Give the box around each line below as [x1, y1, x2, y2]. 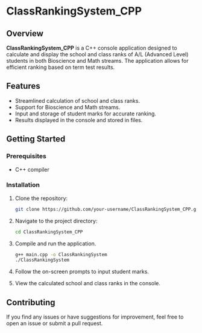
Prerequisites [6, 152, 46, 161]
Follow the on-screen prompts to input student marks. [14, 268, 150, 276]
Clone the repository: [14, 195, 68, 202]
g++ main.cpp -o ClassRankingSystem [14, 251, 107, 257]
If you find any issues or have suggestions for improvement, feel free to [6, 313, 184, 321]
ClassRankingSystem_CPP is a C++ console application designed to [6, 44, 177, 51]
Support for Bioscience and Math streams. [14, 103, 121, 111]
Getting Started [6, 134, 66, 144]
